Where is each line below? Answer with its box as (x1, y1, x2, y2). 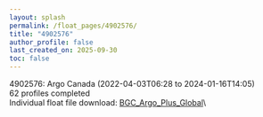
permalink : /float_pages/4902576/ (9, 21, 138, 30)
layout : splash (9, 12, 66, 22)
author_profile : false (9, 37, 94, 47)
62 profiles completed (9, 88, 91, 98)
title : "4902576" (9, 29, 74, 38)
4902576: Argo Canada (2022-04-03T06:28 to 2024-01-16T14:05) (9, 79, 256, 89)
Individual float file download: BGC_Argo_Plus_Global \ (9, 97, 207, 107)
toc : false (9, 54, 50, 63)
